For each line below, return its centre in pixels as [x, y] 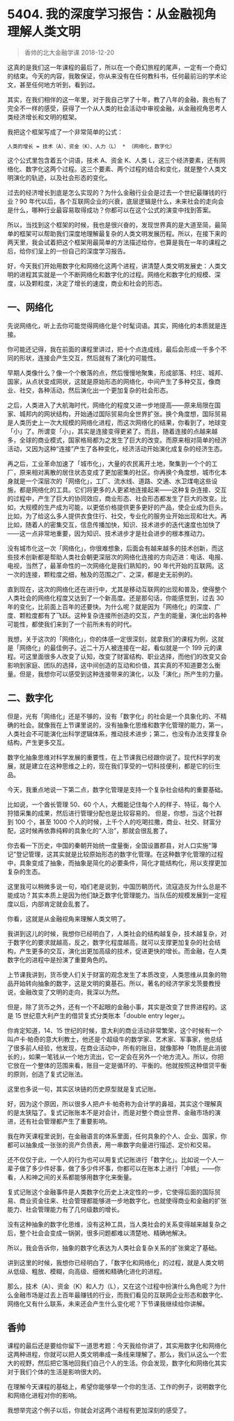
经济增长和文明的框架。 [47, 117]
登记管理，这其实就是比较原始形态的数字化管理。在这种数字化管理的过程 [120, 854]
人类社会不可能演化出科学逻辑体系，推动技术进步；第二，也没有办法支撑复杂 [117, 733]
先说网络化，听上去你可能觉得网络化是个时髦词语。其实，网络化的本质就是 [114, 325]
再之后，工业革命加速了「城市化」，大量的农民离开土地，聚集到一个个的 [109, 463]
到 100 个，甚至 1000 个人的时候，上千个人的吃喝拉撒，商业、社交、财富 [111, 822]
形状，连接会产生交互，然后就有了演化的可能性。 [89, 358]
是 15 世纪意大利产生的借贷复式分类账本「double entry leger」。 [98, 1015]
